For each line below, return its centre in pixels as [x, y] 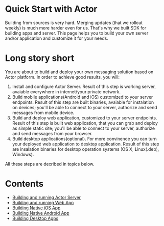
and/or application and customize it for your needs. [57, 38]
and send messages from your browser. [52, 133]
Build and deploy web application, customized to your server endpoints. [85, 118]
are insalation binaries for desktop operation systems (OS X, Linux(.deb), [85, 149]
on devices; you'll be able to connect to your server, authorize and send [85, 107]
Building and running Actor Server [47, 197]
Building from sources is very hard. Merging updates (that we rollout [74, 23]
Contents [24, 184]
